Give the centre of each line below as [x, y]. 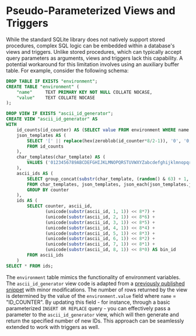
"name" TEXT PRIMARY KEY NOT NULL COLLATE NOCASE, [85, 92]
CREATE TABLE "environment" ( [43, 87]
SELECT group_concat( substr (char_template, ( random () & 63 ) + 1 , [108, 179]
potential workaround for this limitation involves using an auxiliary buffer [93, 64]
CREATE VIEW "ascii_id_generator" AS [52, 119]
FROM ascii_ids [45, 255]
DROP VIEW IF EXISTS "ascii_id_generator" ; [60, 114]
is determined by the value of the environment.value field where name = [91, 296]
